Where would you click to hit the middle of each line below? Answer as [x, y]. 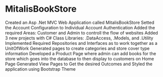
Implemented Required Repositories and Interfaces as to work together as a [81, 43]
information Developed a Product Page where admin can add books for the [81, 53]
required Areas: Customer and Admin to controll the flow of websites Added [81, 33]
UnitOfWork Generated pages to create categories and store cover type [78, 48]
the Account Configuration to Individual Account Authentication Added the [80, 27]
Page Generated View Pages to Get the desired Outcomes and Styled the [79, 64]
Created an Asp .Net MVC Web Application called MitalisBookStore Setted [80, 22]
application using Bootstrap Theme [40, 69]
